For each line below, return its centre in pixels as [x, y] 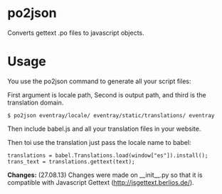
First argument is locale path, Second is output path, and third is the [107, 95]
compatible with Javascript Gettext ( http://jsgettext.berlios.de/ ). [101, 182]
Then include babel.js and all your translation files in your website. [104, 129]
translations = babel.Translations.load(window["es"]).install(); [108, 155]
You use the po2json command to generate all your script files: [99, 81]
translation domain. [36, 102]
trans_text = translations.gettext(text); [71, 161]
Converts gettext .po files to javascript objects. [76, 33]
